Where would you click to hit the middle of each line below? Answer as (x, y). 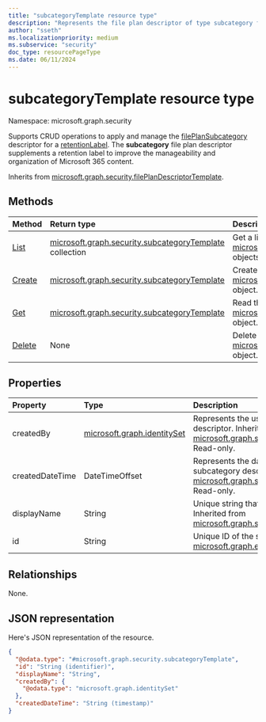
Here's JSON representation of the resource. (81, 637)
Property (29, 405)
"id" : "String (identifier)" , (65, 667)
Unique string (218, 503)
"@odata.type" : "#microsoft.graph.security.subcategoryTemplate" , (127, 659)
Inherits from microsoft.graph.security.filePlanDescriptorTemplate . (116, 177)
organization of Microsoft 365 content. (71, 161)
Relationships (43, 574)
